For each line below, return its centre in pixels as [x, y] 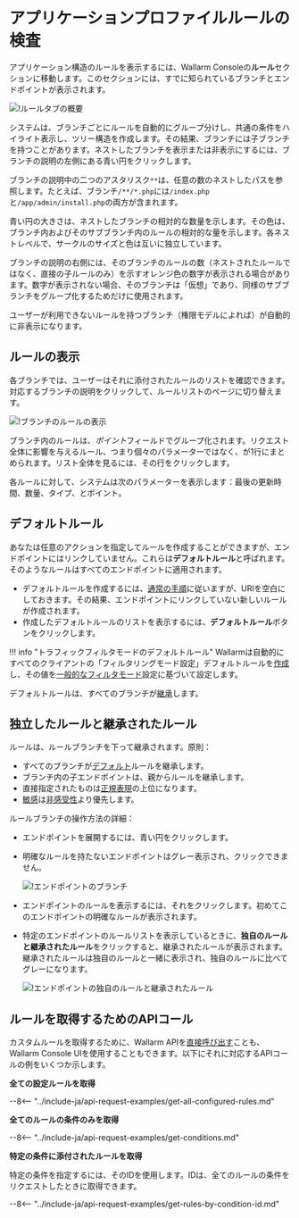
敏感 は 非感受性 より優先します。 [81, 799]
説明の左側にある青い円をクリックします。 [118, 161]
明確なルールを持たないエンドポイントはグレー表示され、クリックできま [155, 856]
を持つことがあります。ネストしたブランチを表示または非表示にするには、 [146, 149]
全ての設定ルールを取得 [52, 1084]
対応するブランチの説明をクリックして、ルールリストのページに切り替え [142, 391]
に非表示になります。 [48, 326]
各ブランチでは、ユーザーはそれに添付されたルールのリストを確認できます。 [149, 380]
